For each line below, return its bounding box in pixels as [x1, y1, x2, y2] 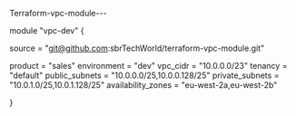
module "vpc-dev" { [9, 25, 84, 35]
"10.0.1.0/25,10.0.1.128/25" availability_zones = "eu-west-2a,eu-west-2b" [9, 80, 278, 90]
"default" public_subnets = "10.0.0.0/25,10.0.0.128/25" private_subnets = [9, 70, 280, 81]
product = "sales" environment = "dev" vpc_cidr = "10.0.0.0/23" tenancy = [9, 61, 288, 71]
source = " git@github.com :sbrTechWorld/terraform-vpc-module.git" [9, 43, 265, 53]
